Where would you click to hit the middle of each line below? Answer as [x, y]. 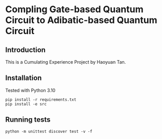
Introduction [26, 50]
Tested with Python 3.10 [30, 90]
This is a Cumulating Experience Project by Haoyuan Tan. [66, 62]
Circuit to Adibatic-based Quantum [81, 20]
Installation [24, 78]
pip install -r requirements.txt [41, 100]
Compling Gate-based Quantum [74, 9]
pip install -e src [26, 104]
